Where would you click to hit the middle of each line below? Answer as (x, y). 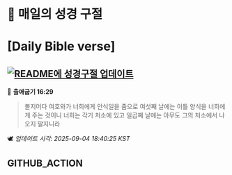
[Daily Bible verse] (61, 47)
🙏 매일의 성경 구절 (55, 14)
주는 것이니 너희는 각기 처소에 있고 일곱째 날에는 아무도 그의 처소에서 (125, 115)
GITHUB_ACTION (45, 163)
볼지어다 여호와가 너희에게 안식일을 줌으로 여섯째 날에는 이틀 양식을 (115, 107)
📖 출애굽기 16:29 (30, 92)
